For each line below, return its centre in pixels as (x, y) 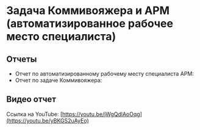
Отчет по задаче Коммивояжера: (59, 80)
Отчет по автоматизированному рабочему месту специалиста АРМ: (104, 74)
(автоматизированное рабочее (90, 23)
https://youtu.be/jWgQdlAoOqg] (102, 114)
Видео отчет (31, 99)
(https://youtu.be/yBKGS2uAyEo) (48, 120)
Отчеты (22, 59)
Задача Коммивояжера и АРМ (88, 11)
